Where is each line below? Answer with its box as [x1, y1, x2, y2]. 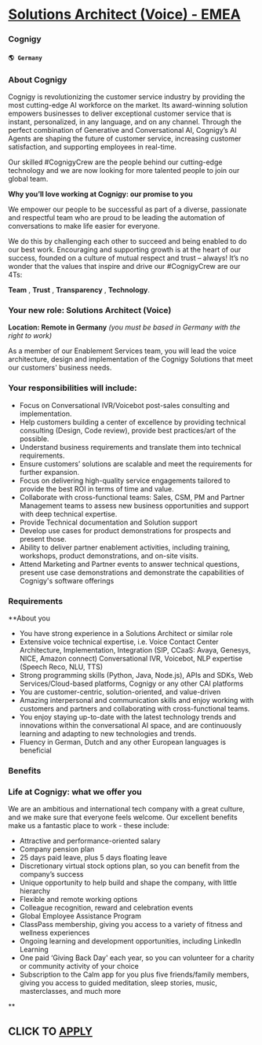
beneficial [19, 745, 53, 755]
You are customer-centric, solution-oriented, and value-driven [19, 686, 221, 697]
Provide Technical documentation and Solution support [19, 517, 198, 527]
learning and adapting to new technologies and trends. [19, 729, 197, 738]
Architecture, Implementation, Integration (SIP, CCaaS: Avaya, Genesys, [19, 645, 251, 654]
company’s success [19, 870, 84, 879]
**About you [8, 613, 51, 623]
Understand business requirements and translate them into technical [19, 442, 242, 451]
